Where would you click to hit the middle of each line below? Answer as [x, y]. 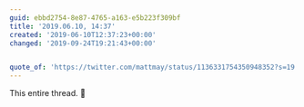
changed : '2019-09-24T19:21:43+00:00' [83, 43]
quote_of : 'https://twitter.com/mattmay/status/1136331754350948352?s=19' [154, 68]
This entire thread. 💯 [48, 93]
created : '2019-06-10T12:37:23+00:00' [83, 34]
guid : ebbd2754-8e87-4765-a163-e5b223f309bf [95, 18]
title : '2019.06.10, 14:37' [63, 26]
